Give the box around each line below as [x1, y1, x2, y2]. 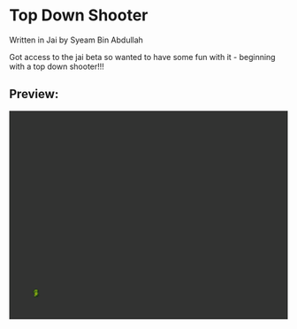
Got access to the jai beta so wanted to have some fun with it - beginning [9, 51, 276, 62]
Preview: [9, 87, 59, 102]
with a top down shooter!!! [9, 61, 104, 72]
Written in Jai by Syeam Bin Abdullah [9, 34, 144, 45]
